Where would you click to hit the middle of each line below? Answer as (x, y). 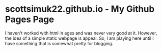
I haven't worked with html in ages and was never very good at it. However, (81, 33)
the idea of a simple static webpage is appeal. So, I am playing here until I (79, 38)
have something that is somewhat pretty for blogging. (59, 43)
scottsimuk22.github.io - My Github (80, 9)
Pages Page (30, 19)
